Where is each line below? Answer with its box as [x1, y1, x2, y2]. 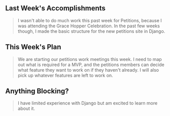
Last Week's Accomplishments [5, 4, 106, 13]
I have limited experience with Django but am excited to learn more [17, 100, 158, 106]
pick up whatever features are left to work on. [17, 72, 113, 78]
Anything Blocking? [5, 87, 70, 95]
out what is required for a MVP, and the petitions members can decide [17, 62, 165, 68]
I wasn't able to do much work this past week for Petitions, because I [17, 17, 162, 23]
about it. [17, 105, 36, 111]
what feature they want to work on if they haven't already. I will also [17, 67, 159, 73]
